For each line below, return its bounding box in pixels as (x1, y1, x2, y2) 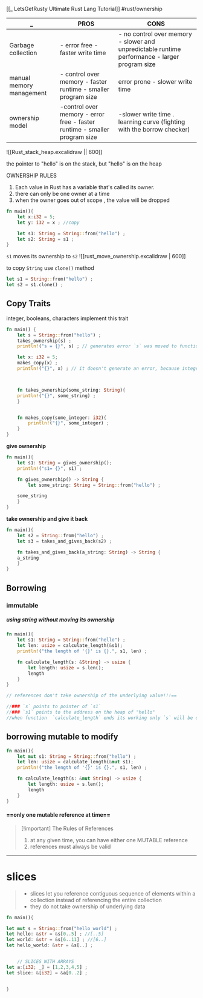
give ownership (6, 443, 47, 450)
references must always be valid (30, 843, 111, 850)
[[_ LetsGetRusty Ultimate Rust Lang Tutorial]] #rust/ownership (6, 5, 163, 12)
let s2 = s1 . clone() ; (6, 282, 63, 288)
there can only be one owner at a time (14, 190, 110, 197)
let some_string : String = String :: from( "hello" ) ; (28, 482, 161, 488)
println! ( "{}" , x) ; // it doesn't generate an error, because (17, 366, 180, 372)
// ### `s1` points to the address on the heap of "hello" (6, 709, 155, 715)
